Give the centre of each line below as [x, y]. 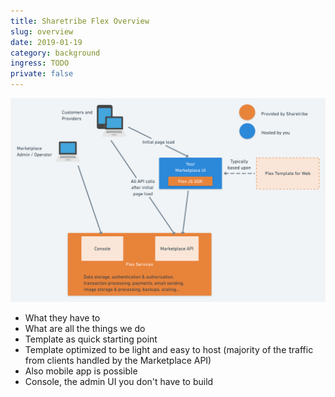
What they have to [62, 318]
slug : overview [42, 31]
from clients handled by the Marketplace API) [118, 361]
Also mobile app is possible [81, 371]
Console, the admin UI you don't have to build [119, 382]
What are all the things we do [85, 329]
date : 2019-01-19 [46, 42]
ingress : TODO [40, 63]
